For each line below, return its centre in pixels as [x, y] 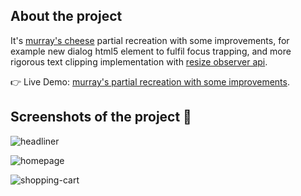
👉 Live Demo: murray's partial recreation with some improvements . [150, 81]
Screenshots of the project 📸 [101, 117]
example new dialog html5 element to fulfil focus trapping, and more [151, 51]
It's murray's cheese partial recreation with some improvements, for [150, 40]
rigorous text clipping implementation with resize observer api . [139, 61]
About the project [66, 16]
